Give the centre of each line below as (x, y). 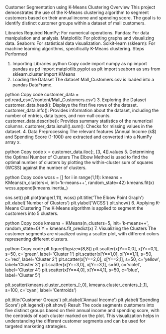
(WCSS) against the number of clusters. (46, 167)
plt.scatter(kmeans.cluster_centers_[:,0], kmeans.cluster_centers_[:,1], (77, 285)
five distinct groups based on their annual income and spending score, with (83, 310)
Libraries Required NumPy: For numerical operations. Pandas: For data (77, 33)
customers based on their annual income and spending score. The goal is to (83, 18)
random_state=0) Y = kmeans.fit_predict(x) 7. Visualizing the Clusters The (81, 228)
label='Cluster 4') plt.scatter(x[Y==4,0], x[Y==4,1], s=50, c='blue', (72, 270)
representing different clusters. (37, 239)
